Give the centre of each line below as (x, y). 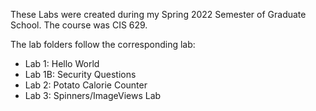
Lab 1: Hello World (62, 63)
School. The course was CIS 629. (79, 25)
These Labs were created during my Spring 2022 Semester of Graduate (158, 14)
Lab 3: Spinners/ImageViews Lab (93, 95)
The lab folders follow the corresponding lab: (103, 44)
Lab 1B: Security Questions (80, 74)
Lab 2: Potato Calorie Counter (86, 85)
